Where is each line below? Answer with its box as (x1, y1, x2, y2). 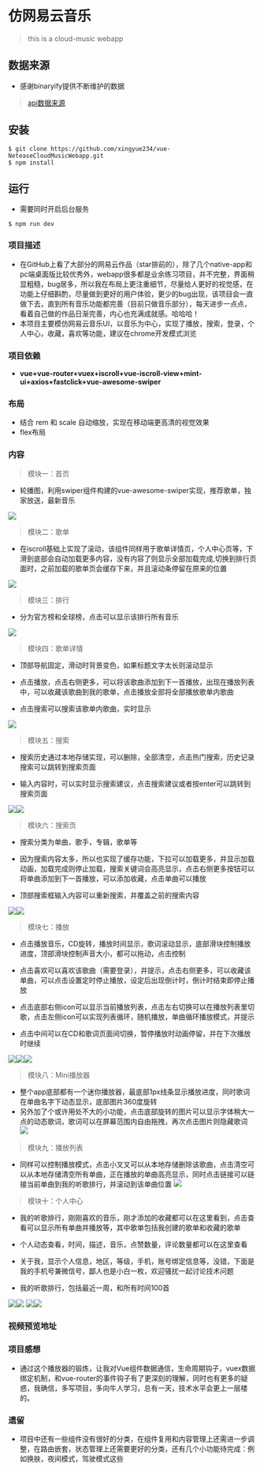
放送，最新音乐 (26, 495, 76, 505)
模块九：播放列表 (27, 1142, 84, 1152)
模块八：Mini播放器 (27, 1070, 91, 1079)
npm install (15, 159, 55, 167)
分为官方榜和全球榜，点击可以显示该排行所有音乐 (19, 611, 179, 621)
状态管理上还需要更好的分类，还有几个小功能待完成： (74, 1444, 248, 1454)
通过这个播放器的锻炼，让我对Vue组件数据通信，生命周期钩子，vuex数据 (19, 1364, 256, 1373)
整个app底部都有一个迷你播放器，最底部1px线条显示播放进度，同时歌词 (19, 1087, 251, 1097)
